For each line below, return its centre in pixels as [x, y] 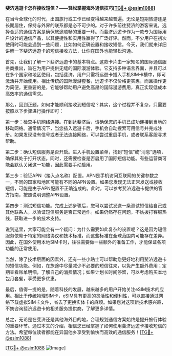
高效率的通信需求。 [26, 94]
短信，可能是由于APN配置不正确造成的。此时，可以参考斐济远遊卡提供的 [82, 188]
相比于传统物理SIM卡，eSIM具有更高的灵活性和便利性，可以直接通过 [86, 296]
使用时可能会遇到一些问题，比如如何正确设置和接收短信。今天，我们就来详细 [86, 44]
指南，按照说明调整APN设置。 [41, 195]
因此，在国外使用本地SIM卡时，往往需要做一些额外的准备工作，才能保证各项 [86, 242]
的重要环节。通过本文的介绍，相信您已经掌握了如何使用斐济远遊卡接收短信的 [86, 326]
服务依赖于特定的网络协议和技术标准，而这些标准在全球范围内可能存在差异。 [86, 236]
